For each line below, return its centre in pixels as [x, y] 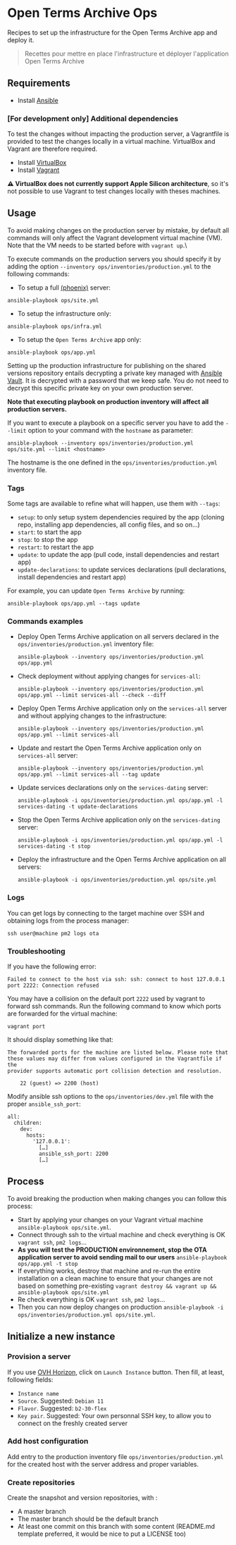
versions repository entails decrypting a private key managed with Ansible [115, 373]
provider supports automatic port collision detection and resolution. [114, 1071]
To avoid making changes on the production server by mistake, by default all [118, 230]
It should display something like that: [61, 1040]
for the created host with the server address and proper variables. [103, 1464]
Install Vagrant [38, 170]
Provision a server [39, 1357]
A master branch [42, 1512]
